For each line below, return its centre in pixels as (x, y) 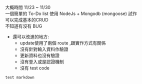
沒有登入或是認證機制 (42, 62)
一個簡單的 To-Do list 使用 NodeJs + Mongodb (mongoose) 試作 (71, 13)
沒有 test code (35, 68)
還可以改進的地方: (30, 37)
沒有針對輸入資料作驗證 (44, 49)
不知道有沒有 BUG (24, 26)
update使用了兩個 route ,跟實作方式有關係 (63, 43)
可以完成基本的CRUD (27, 20)
